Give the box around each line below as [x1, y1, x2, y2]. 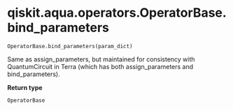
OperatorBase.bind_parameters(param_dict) [7, 43, 133, 50]
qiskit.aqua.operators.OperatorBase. [7, 5, 227, 21]
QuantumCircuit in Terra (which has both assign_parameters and [7, 62, 194, 71]
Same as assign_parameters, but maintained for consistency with [7, 54, 195, 64]
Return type [7, 83, 43, 91]
